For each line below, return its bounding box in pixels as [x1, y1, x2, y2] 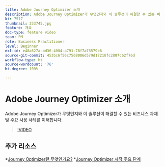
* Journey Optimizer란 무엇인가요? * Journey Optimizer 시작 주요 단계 [5, 156, 141, 162]
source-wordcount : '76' [5, 62, 54, 67]
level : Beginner [5, 44, 38, 49]
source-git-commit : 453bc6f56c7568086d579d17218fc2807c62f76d [5, 53, 135, 58]
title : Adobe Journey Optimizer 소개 [5, 7, 80, 12]
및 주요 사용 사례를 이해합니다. [5, 116, 63, 123]
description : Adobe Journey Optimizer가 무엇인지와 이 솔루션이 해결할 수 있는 [5, 12, 155, 17]
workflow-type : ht [5, 57, 43, 62]
